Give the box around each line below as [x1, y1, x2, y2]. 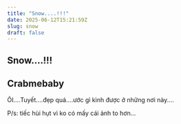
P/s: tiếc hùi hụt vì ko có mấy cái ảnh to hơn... [7, 109, 136, 117]
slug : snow [7, 23, 39, 29]
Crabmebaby [7, 78, 65, 90]
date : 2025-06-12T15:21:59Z [7, 16, 88, 23]
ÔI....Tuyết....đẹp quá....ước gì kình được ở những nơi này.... [7, 96, 174, 104]
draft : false [7, 29, 45, 36]
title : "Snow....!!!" [7, 10, 70, 17]
